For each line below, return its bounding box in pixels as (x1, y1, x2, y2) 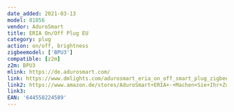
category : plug (7, 36, 52, 43)
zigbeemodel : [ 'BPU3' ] (7, 49, 73, 56)
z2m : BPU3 (7, 62, 36, 69)
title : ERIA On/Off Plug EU (7, 29, 89, 37)
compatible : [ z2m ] (7, 56, 61, 63)
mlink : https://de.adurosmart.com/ (7, 68, 111, 75)
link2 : (7, 81, 26, 88)
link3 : (7, 88, 26, 95)
